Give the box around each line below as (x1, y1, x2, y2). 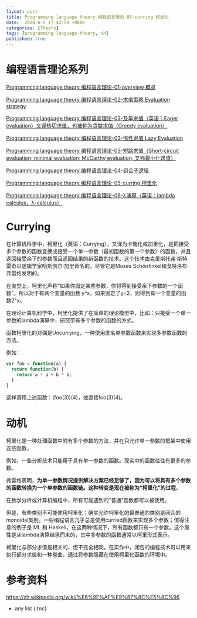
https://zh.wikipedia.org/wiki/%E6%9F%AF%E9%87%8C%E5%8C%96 (6, 594, 180, 601)
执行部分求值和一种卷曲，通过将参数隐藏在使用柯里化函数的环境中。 (6, 551, 171, 558)
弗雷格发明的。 (6, 270, 42, 277)
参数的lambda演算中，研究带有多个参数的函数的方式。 (6, 317, 137, 324)
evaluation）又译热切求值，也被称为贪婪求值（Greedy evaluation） (6, 122, 168, 129)
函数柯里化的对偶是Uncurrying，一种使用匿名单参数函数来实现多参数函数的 (6, 329, 188, 336)
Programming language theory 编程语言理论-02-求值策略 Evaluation (6, 96, 170, 103)
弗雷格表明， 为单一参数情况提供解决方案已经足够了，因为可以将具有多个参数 (6, 477, 191, 484)
